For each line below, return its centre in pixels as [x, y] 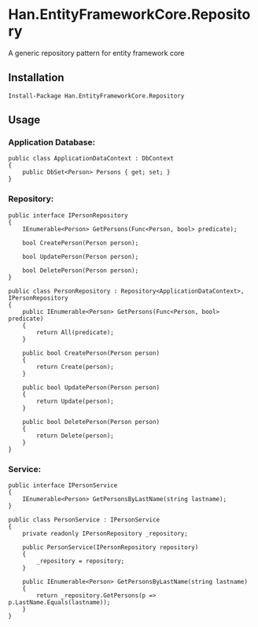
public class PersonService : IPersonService [84, 520]
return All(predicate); [75, 332]
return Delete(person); [75, 435]
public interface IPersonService [63, 485]
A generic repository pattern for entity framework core [96, 53]
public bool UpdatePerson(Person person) [91, 387]
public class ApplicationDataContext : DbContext [91, 159]
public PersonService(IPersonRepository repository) [111, 548]
